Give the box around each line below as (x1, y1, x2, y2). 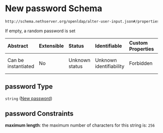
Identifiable (95, 42, 122, 49)
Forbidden (129, 59, 153, 66)
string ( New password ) (5, 95, 52, 101)
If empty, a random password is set (5, 28, 76, 34)
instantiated (7, 63, 34, 70)
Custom (129, 39, 148, 46)
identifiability (95, 63, 125, 70)
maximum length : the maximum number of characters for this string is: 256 (5, 122, 155, 128)
